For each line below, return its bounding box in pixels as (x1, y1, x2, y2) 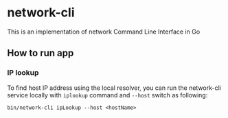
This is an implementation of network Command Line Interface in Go (7, 27, 201, 36)
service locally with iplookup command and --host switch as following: (7, 91, 208, 99)
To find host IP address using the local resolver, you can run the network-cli (7, 84, 221, 92)
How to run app (7, 47, 74, 59)
